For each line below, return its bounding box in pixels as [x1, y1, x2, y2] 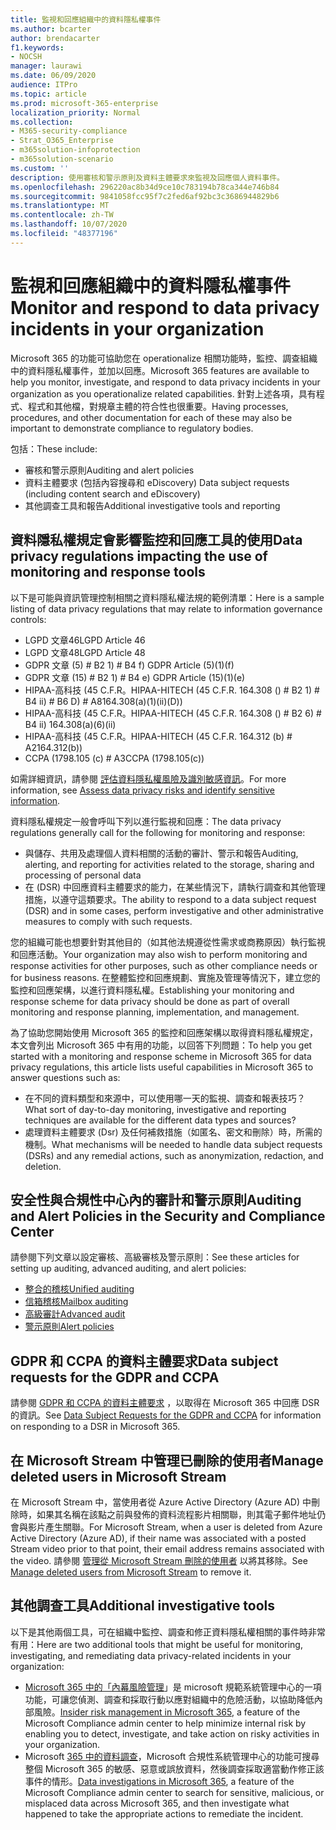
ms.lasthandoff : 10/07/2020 [10, 219, 128, 230]
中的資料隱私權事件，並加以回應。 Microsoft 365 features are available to [10, 364, 310, 376]
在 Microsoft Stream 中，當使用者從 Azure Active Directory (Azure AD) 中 [10, 1496, 312, 1508]
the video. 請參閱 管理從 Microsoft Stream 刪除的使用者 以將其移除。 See [10, 1554, 308, 1566]
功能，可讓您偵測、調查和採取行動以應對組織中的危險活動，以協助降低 [24, 1693, 315, 1705]
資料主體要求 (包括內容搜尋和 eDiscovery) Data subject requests [24, 476, 290, 488]
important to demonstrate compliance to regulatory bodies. [10, 422, 254, 434]
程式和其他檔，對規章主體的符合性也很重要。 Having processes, [27, 400, 289, 412]
